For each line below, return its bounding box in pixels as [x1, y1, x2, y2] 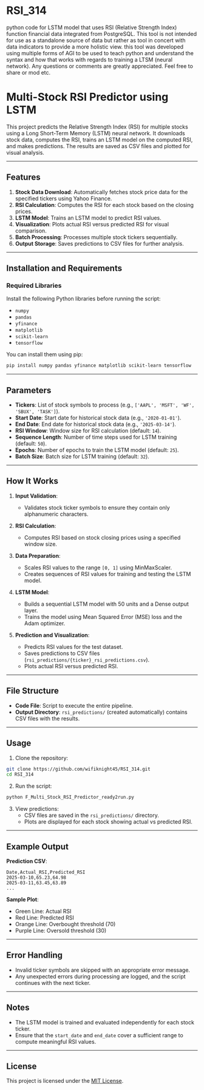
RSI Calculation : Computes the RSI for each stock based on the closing [15, 201, 194, 208]
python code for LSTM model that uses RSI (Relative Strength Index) [6, 24, 177, 31]
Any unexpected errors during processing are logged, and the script [15, 972, 186, 980]
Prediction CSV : [6, 857, 47, 865]
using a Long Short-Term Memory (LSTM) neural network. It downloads [6, 129, 185, 137]
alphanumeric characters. [24, 510, 89, 518]
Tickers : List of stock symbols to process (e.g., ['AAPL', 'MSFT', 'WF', [15, 401, 195, 408]
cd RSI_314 [6, 771, 34, 777]
